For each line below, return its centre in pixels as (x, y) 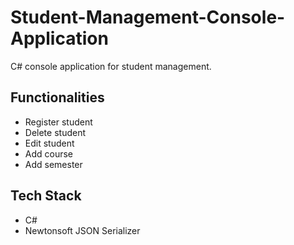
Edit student (49, 143)
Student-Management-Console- (148, 17)
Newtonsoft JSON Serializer (82, 230)
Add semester (53, 164)
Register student (58, 122)
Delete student (55, 132)
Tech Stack (46, 196)
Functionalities (57, 97)
